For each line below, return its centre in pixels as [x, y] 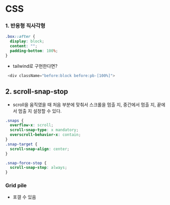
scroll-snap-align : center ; [40, 149]
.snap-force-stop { [26, 163]
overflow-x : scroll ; [32, 125]
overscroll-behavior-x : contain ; [45, 135]
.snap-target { [21, 144]
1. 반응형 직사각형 [26, 26]
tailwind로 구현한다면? [35, 66]
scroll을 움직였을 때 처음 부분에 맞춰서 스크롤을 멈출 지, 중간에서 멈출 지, [84, 105]
